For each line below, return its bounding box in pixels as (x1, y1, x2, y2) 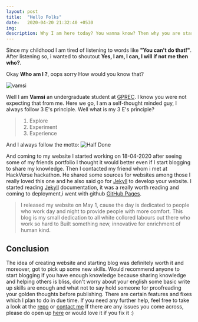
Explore (29, 117, 48, 124)
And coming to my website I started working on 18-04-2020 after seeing (6, 152, 182, 160)
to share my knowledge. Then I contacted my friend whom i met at (6, 165, 168, 172)
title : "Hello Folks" (6, 14, 62, 20)
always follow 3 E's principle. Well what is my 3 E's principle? (6, 106, 155, 113)
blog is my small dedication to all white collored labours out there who (20, 214, 190, 221)
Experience (29, 130, 57, 137)
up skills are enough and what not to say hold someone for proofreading (6, 284, 181, 291)
